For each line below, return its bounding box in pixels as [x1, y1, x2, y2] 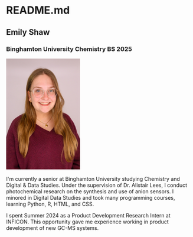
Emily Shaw [6, 27, 50, 37]
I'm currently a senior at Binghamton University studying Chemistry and [6, 176, 180, 183]
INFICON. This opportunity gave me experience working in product [6, 218, 169, 225]
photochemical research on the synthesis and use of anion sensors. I [6, 188, 174, 195]
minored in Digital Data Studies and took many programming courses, [6, 194, 175, 202]
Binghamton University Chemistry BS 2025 [6, 45, 132, 53]
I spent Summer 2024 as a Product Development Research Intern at [6, 212, 171, 219]
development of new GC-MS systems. [6, 225, 99, 232]
